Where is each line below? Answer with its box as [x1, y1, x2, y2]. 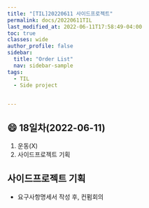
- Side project [13, 82, 58, 89]
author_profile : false [7, 43, 73, 50]
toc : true [7, 29, 36, 37]
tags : [7, 68, 23, 75]
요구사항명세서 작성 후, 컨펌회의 [17, 193, 104, 201]
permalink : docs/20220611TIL [7, 17, 92, 24]
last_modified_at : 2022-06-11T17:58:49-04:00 [7, 23, 142, 30]
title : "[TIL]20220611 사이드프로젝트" [7, 10, 113, 17]
